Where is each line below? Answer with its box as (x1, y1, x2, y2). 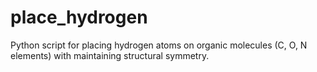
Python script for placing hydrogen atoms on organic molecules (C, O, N (10, 39, 308, 51)
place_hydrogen (10, 6, 148, 29)
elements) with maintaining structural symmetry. (10, 49, 210, 61)
